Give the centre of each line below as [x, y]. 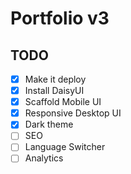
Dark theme [49, 124]
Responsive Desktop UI [73, 113]
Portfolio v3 [60, 18]
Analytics [44, 158]
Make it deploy [55, 79]
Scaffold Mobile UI [63, 102]
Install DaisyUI [54, 91]
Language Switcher [65, 147]
